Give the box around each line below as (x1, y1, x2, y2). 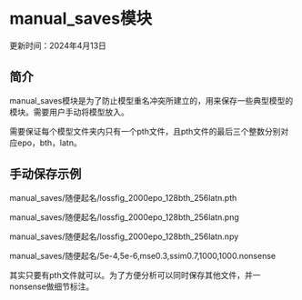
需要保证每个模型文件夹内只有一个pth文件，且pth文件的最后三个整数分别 (9, 125, 281, 136)
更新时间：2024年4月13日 (9, 40, 107, 51)
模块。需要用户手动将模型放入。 (9, 106, 129, 117)
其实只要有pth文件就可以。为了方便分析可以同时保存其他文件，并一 (9, 269, 261, 280)
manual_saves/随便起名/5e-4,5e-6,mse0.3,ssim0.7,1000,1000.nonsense (9, 250, 276, 261)
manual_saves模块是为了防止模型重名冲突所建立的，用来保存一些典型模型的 (9, 95, 294, 105)
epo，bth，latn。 (16, 137, 82, 148)
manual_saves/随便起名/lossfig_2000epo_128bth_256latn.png (9, 211, 239, 223)
